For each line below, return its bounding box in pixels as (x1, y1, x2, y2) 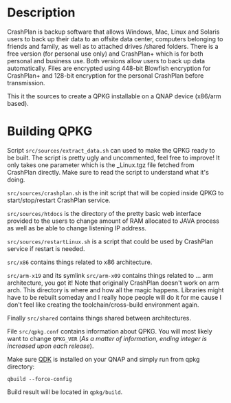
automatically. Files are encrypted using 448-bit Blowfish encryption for (7, 64, 211, 72)
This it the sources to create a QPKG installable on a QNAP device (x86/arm (7, 91, 221, 100)
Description (7, 5, 76, 21)
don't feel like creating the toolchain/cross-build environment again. (7, 301, 199, 309)
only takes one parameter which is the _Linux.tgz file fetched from (7, 160, 195, 169)
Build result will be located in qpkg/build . (7, 387, 123, 396)
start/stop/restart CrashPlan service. (7, 196, 111, 204)
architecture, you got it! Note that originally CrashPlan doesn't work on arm (7, 279, 220, 287)
